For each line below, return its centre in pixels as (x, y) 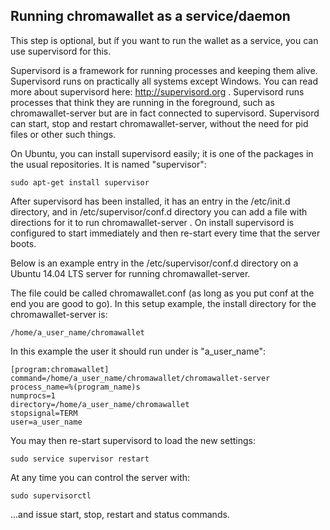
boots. (23, 243)
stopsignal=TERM (44, 413)
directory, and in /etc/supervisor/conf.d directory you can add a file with (159, 211)
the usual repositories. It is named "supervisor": (108, 164)
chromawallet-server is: (59, 314)
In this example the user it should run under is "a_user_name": (138, 351)
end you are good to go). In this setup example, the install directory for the (163, 303)
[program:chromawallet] (60, 369)
